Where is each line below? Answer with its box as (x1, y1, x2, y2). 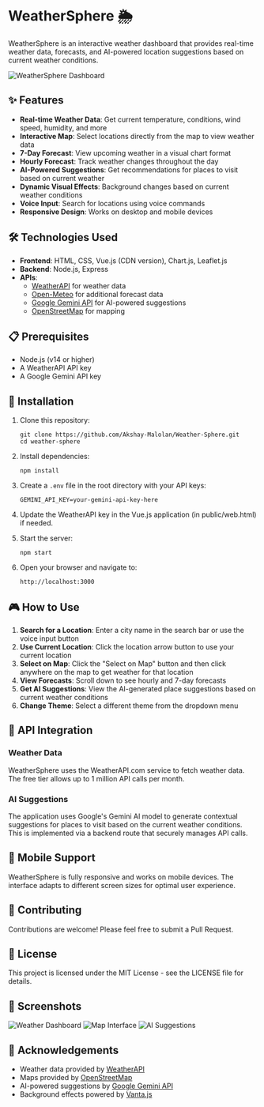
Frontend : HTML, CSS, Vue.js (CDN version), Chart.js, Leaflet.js (19, 255, 228, 265)
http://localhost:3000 (19, 578, 95, 586)
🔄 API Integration (8, 724, 93, 737)
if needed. (19, 518, 54, 528)
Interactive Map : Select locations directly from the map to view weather (19, 131, 255, 141)
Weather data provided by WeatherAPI (19, 1064, 145, 1074)
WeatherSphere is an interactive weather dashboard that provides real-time (8, 38, 255, 48)
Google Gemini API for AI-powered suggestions (31, 298, 187, 307)
